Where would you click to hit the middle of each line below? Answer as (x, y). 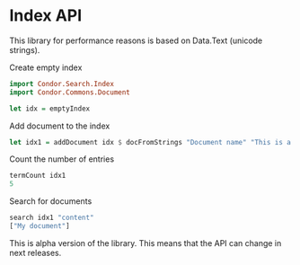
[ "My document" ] (40, 226)
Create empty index (46, 67)
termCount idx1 (38, 176)
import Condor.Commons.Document (70, 92)
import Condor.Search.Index (62, 84)
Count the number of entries (62, 159)
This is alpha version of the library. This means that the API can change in (146, 243)
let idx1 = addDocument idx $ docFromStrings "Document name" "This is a (150, 142)
